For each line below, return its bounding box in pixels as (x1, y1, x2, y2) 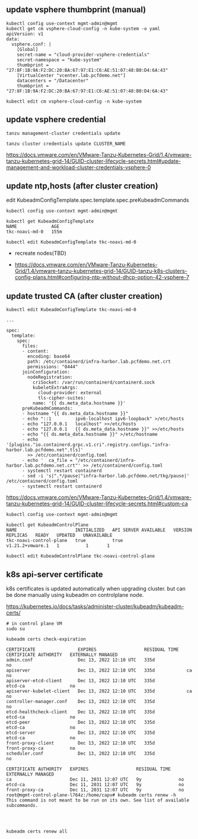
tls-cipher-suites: (37, 395, 86, 401)
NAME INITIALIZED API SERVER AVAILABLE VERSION (6, 527, 193, 533)
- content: (21, 349, 49, 354)
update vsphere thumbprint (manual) (6, 5, 146, 15)
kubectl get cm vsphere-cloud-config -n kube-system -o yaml (6, 26, 161, 31)
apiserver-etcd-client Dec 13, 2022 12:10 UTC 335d (6, 678, 155, 684)
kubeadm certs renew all (6, 828, 68, 835)
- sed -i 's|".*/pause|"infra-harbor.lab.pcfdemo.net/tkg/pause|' (21, 473, 190, 479)
